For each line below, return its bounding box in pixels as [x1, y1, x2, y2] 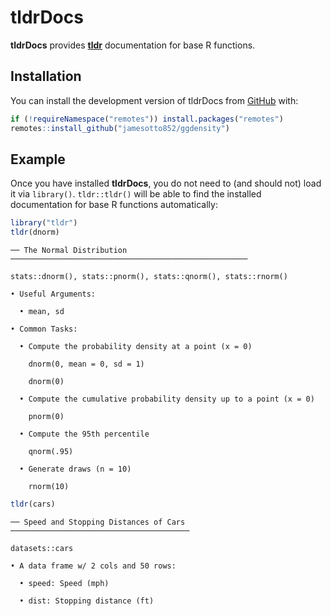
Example [10, 151, 66, 168]
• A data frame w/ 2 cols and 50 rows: [10, 561, 177, 571]
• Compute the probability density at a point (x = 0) [19, 342, 253, 352]
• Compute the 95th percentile [19, 429, 150, 440]
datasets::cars [10, 543, 74, 553]
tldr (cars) [10, 499, 56, 510]
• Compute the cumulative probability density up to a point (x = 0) [19, 394, 315, 405]
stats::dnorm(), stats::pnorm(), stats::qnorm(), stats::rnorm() [10, 272, 288, 282]
